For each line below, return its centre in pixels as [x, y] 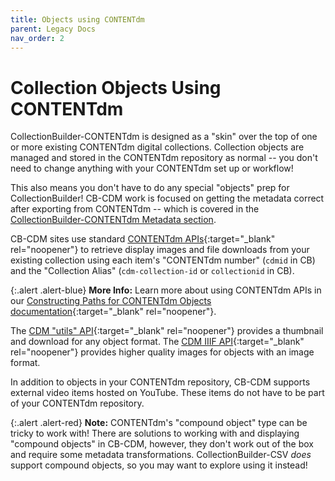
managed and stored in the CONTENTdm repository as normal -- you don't [164, 158]
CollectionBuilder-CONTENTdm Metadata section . [113, 220]
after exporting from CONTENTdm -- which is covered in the [135, 209]
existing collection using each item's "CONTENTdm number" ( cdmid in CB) [163, 260]
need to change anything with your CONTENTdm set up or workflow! [152, 168]
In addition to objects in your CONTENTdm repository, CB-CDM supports [160, 382]
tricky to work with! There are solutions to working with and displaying [155, 433]
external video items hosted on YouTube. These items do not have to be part [167, 393]
